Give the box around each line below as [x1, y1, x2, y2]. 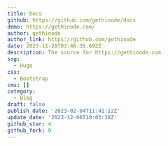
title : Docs [7, 10, 42, 17]
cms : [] [7, 82, 30, 89]
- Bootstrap [13, 75, 49, 82]
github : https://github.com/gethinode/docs [7, 17, 136, 24]
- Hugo [13, 62, 33, 69]
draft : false [7, 101, 45, 108]
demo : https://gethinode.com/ [7, 23, 96, 30]
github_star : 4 [7, 120, 52, 128]
